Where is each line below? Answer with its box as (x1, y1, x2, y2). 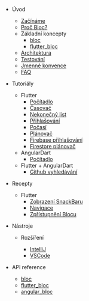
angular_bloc (20, 288, 53, 295)
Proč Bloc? (20, 24, 48, 31)
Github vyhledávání (29, 168, 78, 175)
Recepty (11, 180, 33, 187)
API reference (11, 264, 46, 270)
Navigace (29, 204, 54, 211)
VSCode (29, 252, 51, 259)
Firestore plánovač (29, 143, 76, 150)
